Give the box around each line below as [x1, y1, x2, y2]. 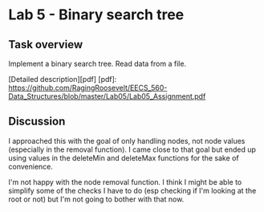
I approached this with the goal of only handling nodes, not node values [8, 136, 246, 145]
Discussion [8, 115, 66, 128]
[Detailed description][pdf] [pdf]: [8, 75, 117, 84]
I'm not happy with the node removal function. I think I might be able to [8, 177, 242, 186]
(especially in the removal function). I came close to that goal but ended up [8, 145, 257, 154]
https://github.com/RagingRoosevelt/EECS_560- [8, 83, 168, 92]
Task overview [8, 38, 83, 51]
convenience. [8, 161, 54, 171]
